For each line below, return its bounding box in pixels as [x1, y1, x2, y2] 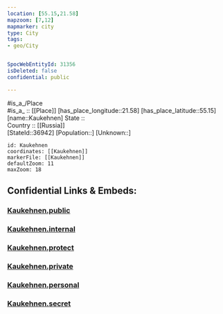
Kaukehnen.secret [7, 299, 71, 308]
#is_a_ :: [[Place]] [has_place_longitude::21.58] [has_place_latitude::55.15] [7, 106, 217, 114]
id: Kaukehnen [7, 141, 48, 149]
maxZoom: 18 [7, 166, 42, 173]
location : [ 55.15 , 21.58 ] [7, 10, 79, 17]
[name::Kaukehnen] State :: [7, 114, 85, 122]
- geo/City [7, 42, 39, 49]
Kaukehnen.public [7, 205, 71, 215]
